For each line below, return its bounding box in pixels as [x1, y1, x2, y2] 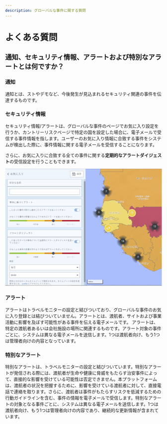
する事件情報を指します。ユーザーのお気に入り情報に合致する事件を [9, 135, 149, 141]
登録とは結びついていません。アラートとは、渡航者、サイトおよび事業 [18, 313, 162, 319]
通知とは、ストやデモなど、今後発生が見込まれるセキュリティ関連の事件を [5, 91, 158, 97]
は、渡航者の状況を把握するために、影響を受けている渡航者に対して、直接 [5, 382, 158, 388]
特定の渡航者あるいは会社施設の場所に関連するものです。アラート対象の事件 [5, 325, 162, 331]
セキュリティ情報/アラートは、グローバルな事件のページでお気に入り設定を [5, 123, 159, 129]
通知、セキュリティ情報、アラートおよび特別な [5, 53, 149, 62]
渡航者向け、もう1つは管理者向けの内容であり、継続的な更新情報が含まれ [5, 407, 155, 413]
